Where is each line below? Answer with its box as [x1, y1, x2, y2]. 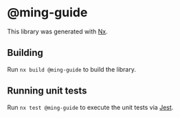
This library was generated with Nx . [7, 27, 108, 35]
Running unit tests [7, 85, 87, 97]
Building [7, 47, 43, 59]
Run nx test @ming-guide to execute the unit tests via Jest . [7, 103, 174, 111]
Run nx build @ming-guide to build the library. [7, 65, 136, 73]
